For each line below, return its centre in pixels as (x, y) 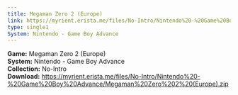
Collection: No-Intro (37, 69)
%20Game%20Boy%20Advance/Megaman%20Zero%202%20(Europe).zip (118, 84)
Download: (24, 77)
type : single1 (28, 27)
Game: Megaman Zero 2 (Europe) (57, 54)
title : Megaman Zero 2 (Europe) (55, 14)
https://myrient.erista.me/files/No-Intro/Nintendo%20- (121, 77)
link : (15, 21)
